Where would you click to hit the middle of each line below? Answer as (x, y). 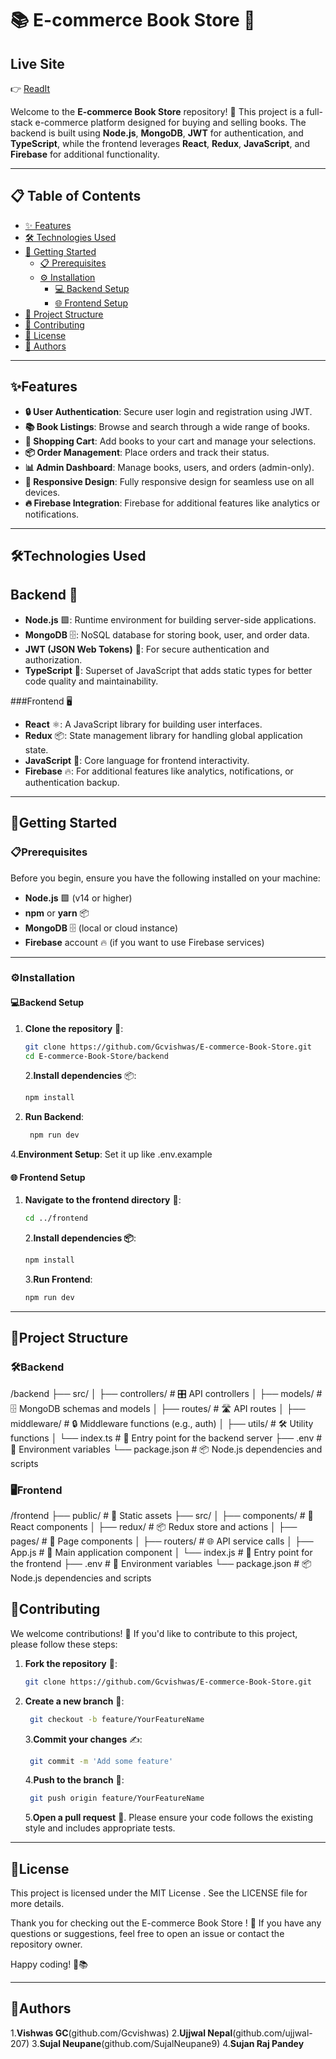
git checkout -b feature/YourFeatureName (117, 1719)
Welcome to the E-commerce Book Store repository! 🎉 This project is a (157, 111)
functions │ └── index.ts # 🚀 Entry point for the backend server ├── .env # (166, 1438)
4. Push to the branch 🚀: (74, 1780)
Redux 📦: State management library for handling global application (163, 735)
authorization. (53, 659)
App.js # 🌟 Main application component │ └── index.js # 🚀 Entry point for (161, 1552)
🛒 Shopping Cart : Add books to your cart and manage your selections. (170, 441)
